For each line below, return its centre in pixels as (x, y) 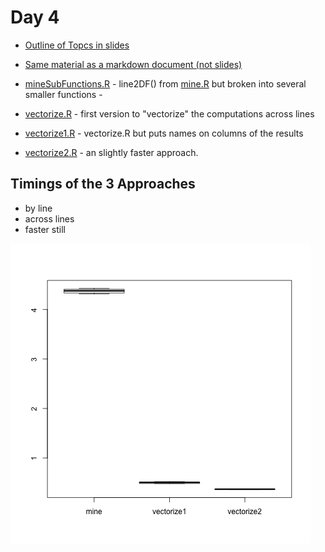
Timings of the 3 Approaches (103, 184)
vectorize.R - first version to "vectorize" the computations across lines (169, 113)
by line (38, 208)
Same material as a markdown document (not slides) (133, 64)
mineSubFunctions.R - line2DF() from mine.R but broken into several (165, 83)
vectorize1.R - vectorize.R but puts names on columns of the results (164, 133)
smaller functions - (63, 94)
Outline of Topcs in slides (77, 45)
